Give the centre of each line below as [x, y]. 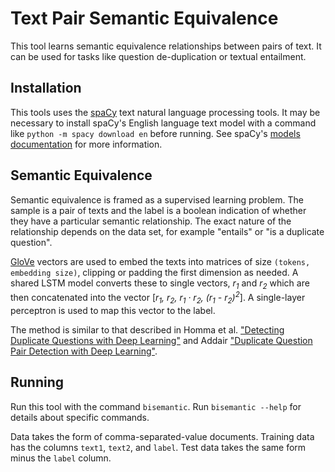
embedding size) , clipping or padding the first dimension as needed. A [154, 272]
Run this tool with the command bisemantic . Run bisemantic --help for [156, 406]
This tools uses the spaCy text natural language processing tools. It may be [165, 112]
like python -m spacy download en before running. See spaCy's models [155, 133]
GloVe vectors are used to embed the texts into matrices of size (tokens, [160, 261]
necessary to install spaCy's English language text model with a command [163, 123]
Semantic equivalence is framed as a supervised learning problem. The [157, 199]
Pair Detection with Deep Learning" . [84, 351]
